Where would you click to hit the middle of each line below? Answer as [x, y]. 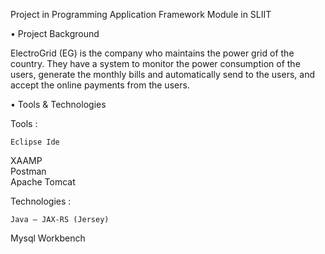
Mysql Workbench [48, 238]
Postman [28, 171]
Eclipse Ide [35, 142]
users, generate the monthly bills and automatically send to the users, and [162, 74]
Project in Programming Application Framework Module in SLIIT [141, 14]
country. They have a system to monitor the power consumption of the [155, 63]
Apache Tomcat [43, 182]
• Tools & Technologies [58, 104]
